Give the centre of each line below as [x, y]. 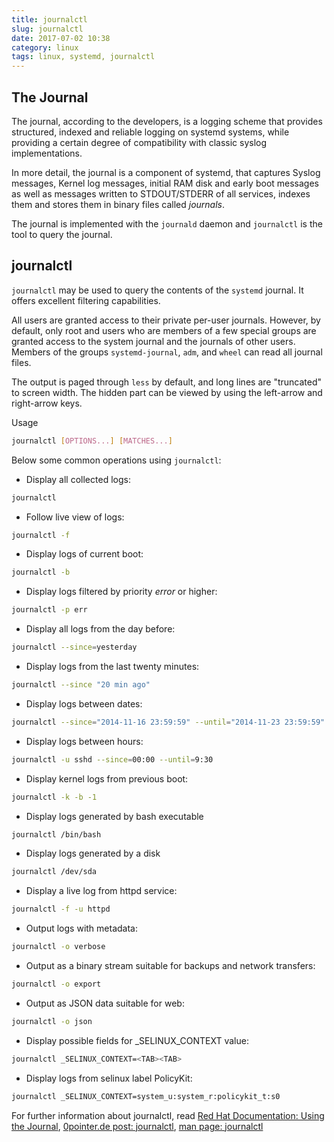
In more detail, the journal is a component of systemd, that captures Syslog [166, 172]
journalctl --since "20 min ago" [81, 685]
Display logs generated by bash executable [114, 816]
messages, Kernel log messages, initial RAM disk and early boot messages [165, 183]
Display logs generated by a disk [93, 853]
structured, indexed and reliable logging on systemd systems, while [150, 132]
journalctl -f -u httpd [61, 909]
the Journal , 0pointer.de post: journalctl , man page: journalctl [137, 1126]
